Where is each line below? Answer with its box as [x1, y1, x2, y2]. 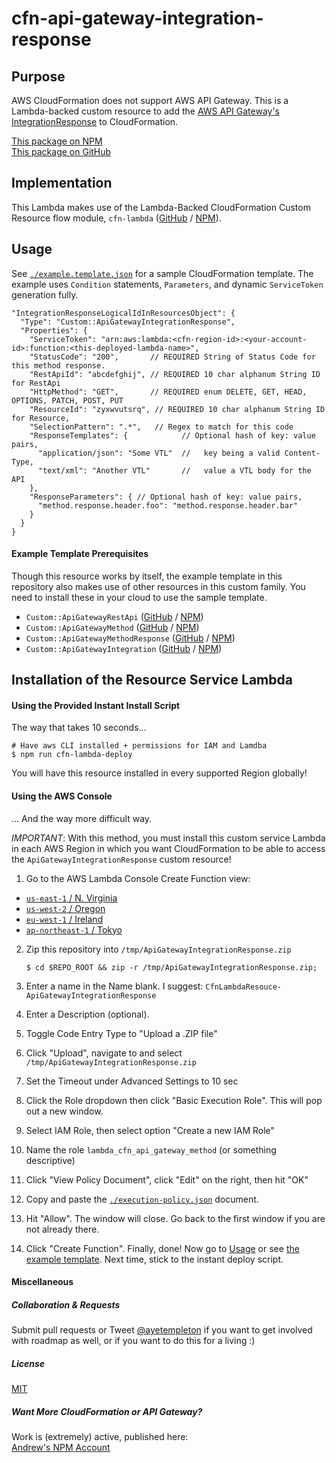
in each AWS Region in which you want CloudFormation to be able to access [11, 842, 326, 854]
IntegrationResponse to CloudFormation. [11, 116, 179, 127]
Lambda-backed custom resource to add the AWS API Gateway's [11, 105, 280, 117]
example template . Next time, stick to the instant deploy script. [25, 1253, 284, 1265]
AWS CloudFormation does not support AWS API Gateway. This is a [11, 95, 289, 106]
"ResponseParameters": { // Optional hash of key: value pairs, [29, 492, 303, 502]
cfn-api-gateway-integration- [11, 7, 264, 30]
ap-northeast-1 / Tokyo [25, 923, 123, 936]
